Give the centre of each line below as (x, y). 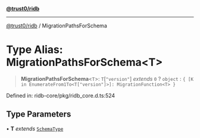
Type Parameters (39, 115)
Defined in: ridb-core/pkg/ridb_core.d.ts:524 (61, 95)
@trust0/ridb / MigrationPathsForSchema (57, 26)
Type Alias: (35, 50)
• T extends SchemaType (35, 128)
